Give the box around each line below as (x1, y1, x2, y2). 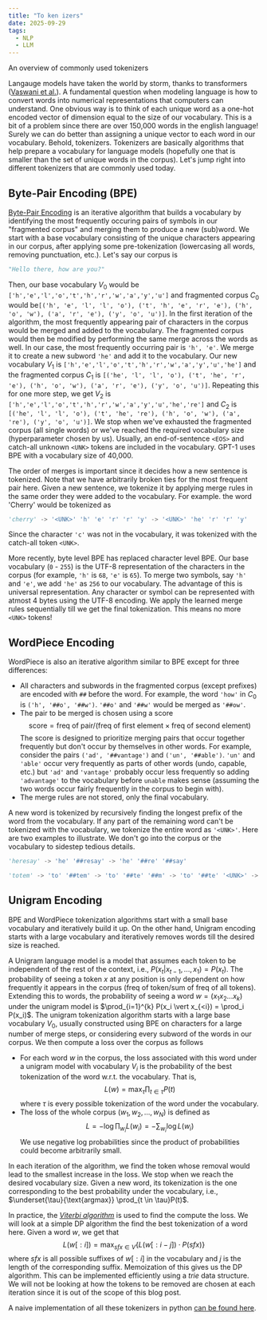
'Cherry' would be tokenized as (8, 500, 112, 509)
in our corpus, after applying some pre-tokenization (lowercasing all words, (8, 241, 255, 251)
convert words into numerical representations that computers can (8, 96, 224, 105)
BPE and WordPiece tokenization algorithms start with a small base (8, 914, 229, 925)
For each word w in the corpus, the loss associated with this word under (19, 1053, 257, 1063)
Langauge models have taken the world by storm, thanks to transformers (8, 79, 248, 88)
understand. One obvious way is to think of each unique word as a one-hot (8, 104, 254, 114)
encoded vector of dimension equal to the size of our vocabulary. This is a (8, 112, 253, 122)
